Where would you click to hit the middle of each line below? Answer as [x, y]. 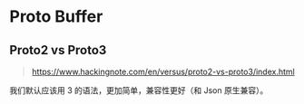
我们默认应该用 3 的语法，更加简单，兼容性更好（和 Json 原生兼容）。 [139, 90]
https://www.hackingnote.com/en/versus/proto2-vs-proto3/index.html [163, 71]
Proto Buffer [56, 17]
